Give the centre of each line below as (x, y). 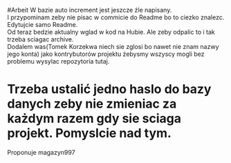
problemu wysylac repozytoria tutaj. (58, 61)
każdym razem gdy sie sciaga (94, 118)
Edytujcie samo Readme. (43, 25)
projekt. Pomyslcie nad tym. (89, 133)
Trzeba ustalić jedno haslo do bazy (109, 89)
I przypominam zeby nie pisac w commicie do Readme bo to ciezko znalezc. (116, 17)
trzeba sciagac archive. (40, 39)
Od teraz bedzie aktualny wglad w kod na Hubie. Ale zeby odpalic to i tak (111, 32)
